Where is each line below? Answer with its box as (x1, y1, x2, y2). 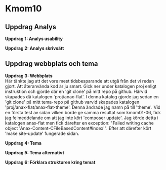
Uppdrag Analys (5, 23, 57, 31)
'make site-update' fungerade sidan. (5, 130, 80, 136)
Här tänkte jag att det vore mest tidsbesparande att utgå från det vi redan (5, 78, 154, 84)
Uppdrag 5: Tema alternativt (5, 149, 64, 156)
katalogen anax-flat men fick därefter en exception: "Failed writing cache (5, 120, 154, 126)
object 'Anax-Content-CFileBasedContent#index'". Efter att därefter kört (5, 125, 152, 131)
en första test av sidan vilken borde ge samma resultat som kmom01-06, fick (5, 109, 161, 115)
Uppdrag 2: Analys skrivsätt (5, 45, 64, 51)
